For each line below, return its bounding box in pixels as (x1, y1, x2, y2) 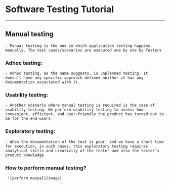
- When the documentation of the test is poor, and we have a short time (5, 139, 164, 145)
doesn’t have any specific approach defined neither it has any (5, 75, 144, 80)
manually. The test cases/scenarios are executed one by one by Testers (5, 48, 162, 53)
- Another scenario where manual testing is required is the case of (5, 103, 155, 108)
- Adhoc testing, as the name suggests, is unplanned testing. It (5, 71, 148, 76)
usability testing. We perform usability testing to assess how (5, 107, 144, 112)
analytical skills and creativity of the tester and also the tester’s (5, 148, 159, 153)
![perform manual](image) (7, 175, 62, 180)
